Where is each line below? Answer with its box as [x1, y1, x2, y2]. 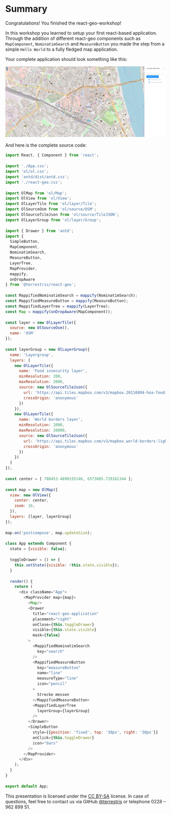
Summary [5, 3, 47, 15]
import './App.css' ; [5, 164, 49, 169]
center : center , [14, 498, 49, 503]
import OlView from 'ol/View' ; [5, 196, 72, 201]
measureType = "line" [37, 676, 79, 681]
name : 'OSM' [10, 331, 36, 336]
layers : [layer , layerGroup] [10, 514, 72, 519]
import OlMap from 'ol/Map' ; [5, 190, 67, 196]
